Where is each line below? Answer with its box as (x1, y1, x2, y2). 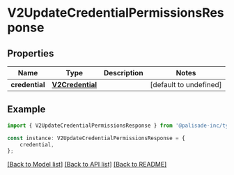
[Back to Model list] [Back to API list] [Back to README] (7, 160, 167, 169)
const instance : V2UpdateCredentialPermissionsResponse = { (7, 135, 186, 142)
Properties (7, 47, 54, 59)
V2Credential (52, 80, 97, 89)
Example (7, 103, 46, 116)
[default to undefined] (150, 80, 222, 89)
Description (103, 68, 144, 77)
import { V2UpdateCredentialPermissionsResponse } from (7, 122, 173, 129)
